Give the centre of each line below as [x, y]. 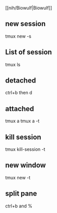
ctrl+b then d [19, 93]
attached [20, 109]
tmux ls [13, 64]
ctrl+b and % [19, 206]
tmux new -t [18, 177]
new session [25, 24]
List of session [28, 52]
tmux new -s [18, 36]
